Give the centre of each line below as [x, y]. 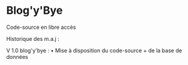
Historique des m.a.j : [33, 39]
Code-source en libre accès [41, 27]
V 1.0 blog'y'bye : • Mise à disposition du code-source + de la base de [94, 50]
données [17, 57]
